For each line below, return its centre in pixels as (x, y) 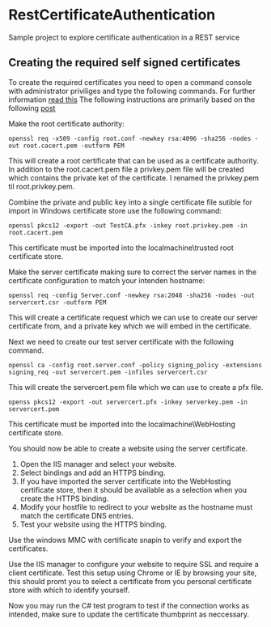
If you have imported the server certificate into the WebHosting (125, 481)
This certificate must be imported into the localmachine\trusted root (121, 248)
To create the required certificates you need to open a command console (130, 82)
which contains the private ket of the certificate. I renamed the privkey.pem (134, 178)
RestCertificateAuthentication (112, 15)
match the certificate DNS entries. (77, 515)
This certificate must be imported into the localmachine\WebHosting (122, 424)
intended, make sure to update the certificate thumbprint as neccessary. (129, 614)
